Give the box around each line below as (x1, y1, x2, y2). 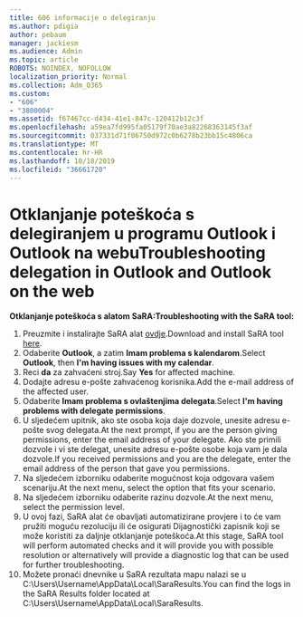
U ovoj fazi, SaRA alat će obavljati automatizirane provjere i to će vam (22, 511, 282, 522)
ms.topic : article (9, 55, 79, 64)
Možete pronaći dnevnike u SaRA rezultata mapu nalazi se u (22, 569, 247, 580)
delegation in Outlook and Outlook (9, 262, 271, 282)
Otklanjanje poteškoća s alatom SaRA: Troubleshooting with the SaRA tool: (9, 311, 295, 322)
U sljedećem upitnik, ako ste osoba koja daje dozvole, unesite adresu (22, 415, 280, 426)
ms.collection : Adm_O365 (9, 81, 103, 90)
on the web (9, 281, 95, 302)
